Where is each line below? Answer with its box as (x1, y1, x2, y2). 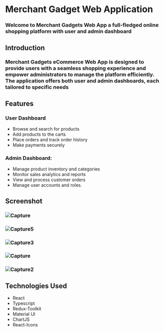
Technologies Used (5, 282, 67, 290)
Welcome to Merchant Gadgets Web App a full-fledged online (5, 22, 159, 29)
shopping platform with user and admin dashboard (5, 28, 132, 35)
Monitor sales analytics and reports (12, 172, 86, 178)
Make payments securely (12, 142, 65, 148)
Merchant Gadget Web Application (5, 4, 153, 15)
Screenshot (5, 197, 43, 205)
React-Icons (12, 322, 38, 328)
